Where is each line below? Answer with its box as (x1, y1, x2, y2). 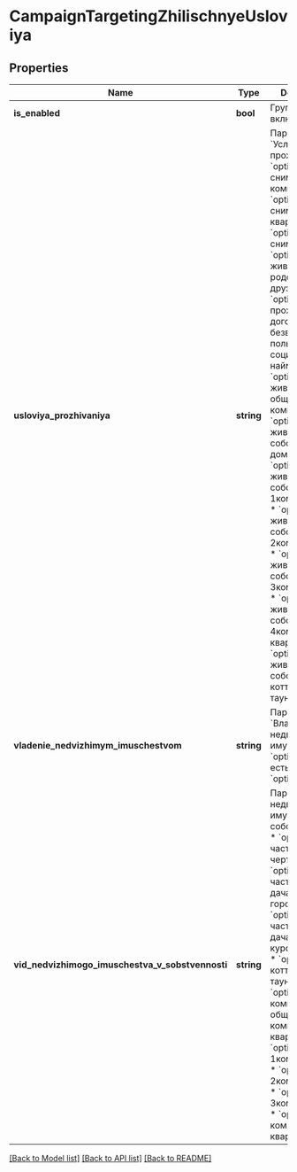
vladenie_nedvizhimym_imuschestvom (13, 740, 183, 751)
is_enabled (13, 107, 60, 119)
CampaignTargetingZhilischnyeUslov (9, 6, 288, 27)
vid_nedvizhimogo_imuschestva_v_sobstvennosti (13, 959, 228, 971)
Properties (9, 60, 69, 75)
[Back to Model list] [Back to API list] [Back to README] (9, 1153, 212, 1163)
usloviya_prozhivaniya (13, 409, 110, 422)
